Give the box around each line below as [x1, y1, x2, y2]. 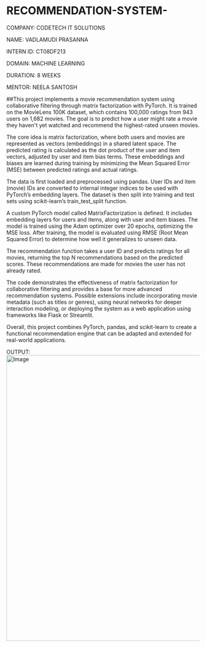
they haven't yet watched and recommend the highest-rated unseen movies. [6, 121, 200, 129]
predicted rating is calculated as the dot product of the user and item [6, 146, 180, 153]
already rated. [6, 266, 42, 274]
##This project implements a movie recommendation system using [6, 95, 175, 103]
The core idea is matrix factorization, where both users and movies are [6, 133, 185, 141]
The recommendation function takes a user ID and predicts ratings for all [6, 247, 190, 255]
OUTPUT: [6, 348, 31, 355]
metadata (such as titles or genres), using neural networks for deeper [6, 298, 182, 306]
